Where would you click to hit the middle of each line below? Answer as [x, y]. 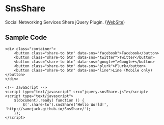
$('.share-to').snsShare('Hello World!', [66, 104]
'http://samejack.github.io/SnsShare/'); [48, 109]
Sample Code [26, 37]
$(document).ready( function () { [49, 100]
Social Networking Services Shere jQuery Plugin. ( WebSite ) [65, 22]
